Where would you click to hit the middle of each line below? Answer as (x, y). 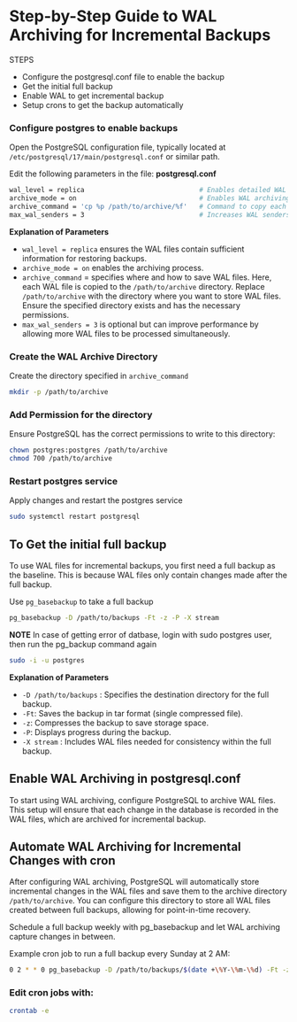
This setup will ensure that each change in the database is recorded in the (144, 809)
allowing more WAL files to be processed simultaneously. (126, 333)
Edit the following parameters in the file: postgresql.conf (113, 174)
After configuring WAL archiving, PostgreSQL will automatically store (134, 882)
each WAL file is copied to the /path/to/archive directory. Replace (143, 286)
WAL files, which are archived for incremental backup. (108, 819)
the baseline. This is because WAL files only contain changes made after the (148, 575)
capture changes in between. (63, 937)
